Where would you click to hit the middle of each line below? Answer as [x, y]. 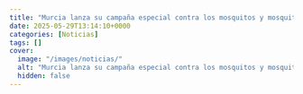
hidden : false [44, 76]
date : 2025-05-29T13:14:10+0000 [70, 26]
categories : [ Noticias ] [54, 34]
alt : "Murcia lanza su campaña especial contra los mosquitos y [141, 68]
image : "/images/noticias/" [70, 59]
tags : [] [26, 43]
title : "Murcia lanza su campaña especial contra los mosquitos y [137, 17]
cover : [22, 51]
